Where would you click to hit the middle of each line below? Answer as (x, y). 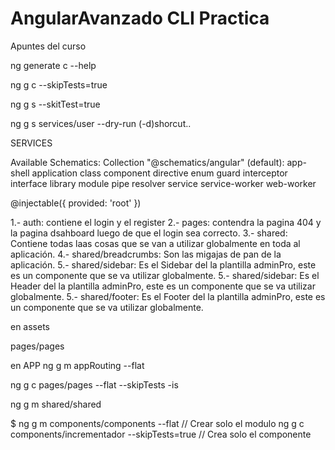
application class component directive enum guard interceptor (159, 173)
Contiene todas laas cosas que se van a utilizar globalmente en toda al (155, 243)
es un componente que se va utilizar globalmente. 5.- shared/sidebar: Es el (165, 275)
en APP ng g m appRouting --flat (77, 365)
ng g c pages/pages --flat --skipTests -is (94, 384)
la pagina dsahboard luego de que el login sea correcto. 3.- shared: (149, 233)
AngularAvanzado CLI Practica (140, 18)
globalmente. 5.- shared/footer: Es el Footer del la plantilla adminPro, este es (168, 296)
